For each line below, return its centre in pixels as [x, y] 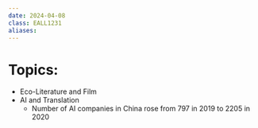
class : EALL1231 [35, 23]
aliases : [23, 30]
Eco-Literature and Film [58, 91]
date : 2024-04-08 [37, 16]
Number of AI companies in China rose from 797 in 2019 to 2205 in [141, 109]
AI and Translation [49, 100]
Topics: [33, 70]
